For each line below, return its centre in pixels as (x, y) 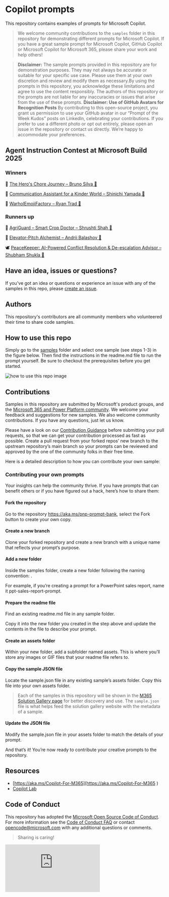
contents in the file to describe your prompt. (51, 629)
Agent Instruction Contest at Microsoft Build (76, 151)
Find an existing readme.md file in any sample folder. (60, 614)
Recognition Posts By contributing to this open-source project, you (88, 107)
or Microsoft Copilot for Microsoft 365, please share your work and (87, 49)
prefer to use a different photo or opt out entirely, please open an (85, 124)
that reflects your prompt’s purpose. (43, 547)
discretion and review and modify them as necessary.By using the (86, 81)
